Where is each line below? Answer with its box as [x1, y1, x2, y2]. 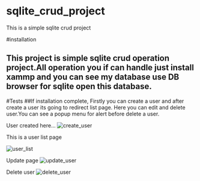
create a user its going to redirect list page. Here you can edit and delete [6, 103, 186, 111]
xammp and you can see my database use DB [6, 72, 180, 82]
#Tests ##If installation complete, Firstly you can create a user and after [6, 97, 184, 105]
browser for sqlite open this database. [6, 81, 152, 91]
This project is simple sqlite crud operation [6, 53, 170, 64]
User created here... [6, 121, 56, 129]
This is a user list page [6, 133, 62, 141]
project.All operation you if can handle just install [6, 63, 194, 73]
